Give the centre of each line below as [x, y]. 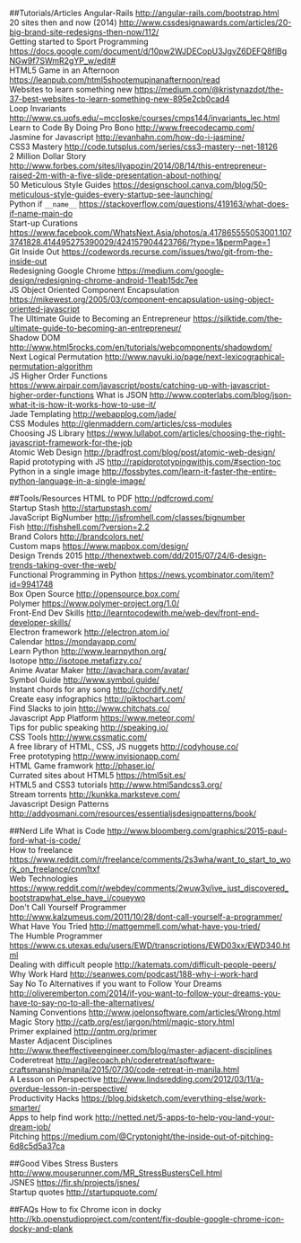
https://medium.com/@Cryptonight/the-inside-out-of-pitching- [158, 1136]
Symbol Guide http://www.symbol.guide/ [84, 679]
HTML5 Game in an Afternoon [64, 70]
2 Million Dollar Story [48, 156]
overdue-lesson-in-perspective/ [69, 1088]
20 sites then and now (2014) [64, 22]
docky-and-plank [41, 1229]
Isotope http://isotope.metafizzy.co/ [75, 661]
